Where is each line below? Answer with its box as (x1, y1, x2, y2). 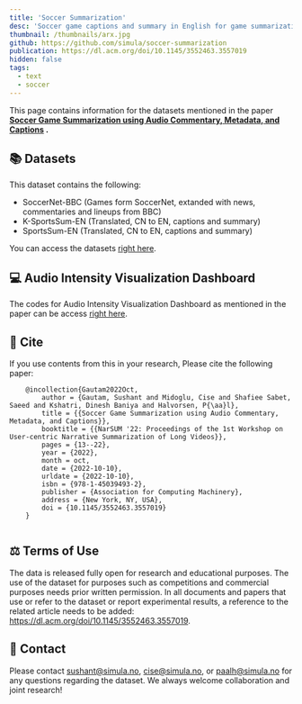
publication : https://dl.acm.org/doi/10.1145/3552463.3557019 (9, 47, 247, 56)
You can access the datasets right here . (9, 243, 157, 254)
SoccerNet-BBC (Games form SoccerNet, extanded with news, (22, 197, 256, 208)
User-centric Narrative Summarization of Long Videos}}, (9, 433, 227, 442)
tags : (9, 64, 30, 73)
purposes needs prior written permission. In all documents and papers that (9, 586, 287, 597)
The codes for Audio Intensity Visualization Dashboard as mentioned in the (9, 299, 287, 310)
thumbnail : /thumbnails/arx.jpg (9, 30, 130, 39)
